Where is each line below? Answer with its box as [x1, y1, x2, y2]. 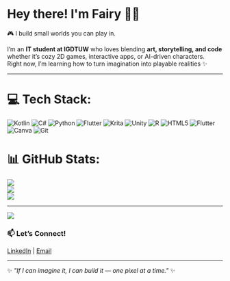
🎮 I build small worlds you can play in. [7, 29, 116, 37]
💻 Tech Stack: [7, 92, 92, 107]
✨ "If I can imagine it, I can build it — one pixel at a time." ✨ [7, 267, 176, 275]
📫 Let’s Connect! [7, 228, 66, 238]
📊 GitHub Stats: [7, 152, 101, 167]
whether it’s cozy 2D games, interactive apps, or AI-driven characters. [7, 52, 205, 60]
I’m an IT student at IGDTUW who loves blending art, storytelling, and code [7, 44, 222, 53]
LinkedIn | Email [7, 247, 52, 255]
